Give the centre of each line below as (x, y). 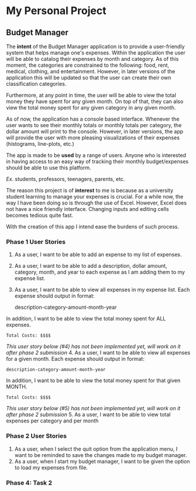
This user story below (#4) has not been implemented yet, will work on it (93, 346)
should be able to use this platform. (49, 168)
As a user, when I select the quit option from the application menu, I (96, 449)
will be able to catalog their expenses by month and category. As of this (92, 59)
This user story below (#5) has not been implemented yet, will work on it (93, 408)
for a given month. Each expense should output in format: (75, 359)
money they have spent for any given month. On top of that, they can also (95, 101)
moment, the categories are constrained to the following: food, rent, (88, 65)
